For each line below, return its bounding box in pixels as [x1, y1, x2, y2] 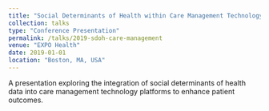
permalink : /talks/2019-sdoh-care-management [8, 34, 163, 42]
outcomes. [8, 95, 44, 105]
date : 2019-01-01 [8, 49, 66, 57]
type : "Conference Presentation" [8, 26, 120, 34]
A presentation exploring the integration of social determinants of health [8, 77, 247, 88]
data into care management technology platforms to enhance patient [8, 86, 235, 96]
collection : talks [8, 19, 70, 27]
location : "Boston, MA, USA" [8, 57, 106, 65]
